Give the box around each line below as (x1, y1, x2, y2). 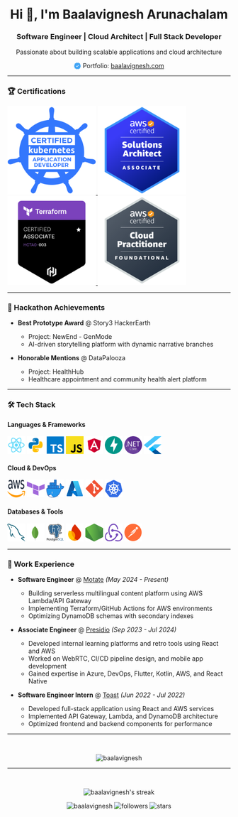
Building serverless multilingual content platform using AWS (28, 589, 203, 597)
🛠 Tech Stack (7, 400, 56, 409)
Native (28, 676, 47, 685)
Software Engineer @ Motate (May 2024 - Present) (17, 575, 169, 583)
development (28, 661, 67, 670)
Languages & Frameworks (7, 420, 86, 428)
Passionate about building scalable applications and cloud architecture (16, 48, 222, 56)
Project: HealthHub (28, 367, 84, 376)
